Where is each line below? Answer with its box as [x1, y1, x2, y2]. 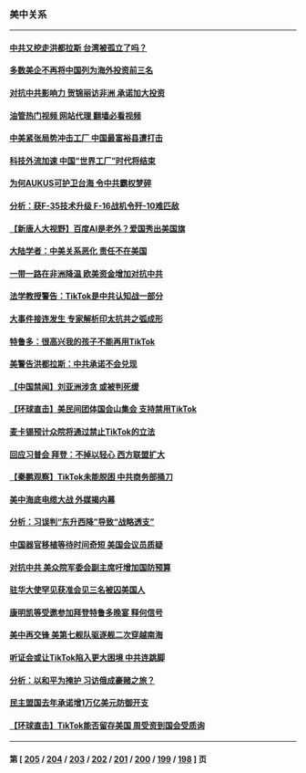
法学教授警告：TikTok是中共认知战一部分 [9, 290, 164, 302]
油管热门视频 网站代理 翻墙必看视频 [9, 110, 141, 120]
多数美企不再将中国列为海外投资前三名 [9, 65, 153, 76]
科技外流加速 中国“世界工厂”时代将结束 [9, 155, 157, 166]
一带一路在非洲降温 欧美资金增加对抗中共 [9, 267, 164, 279]
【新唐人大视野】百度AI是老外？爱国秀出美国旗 [9, 223, 186, 234]
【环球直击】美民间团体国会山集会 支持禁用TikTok [9, 403, 198, 414]
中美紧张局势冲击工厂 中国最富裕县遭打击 [9, 132, 164, 143]
